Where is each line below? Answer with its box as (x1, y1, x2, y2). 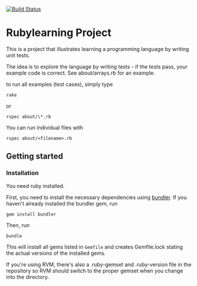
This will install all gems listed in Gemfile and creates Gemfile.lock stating (6, 243, 183, 250)
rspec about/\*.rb (6, 113, 51, 120)
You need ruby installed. (6, 182, 65, 189)
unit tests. (6, 52, 31, 59)
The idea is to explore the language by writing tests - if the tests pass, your (6, 63, 188, 70)
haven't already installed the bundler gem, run (6, 200, 118, 207)
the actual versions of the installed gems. (6, 250, 106, 257)
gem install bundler (6, 211, 57, 217)
